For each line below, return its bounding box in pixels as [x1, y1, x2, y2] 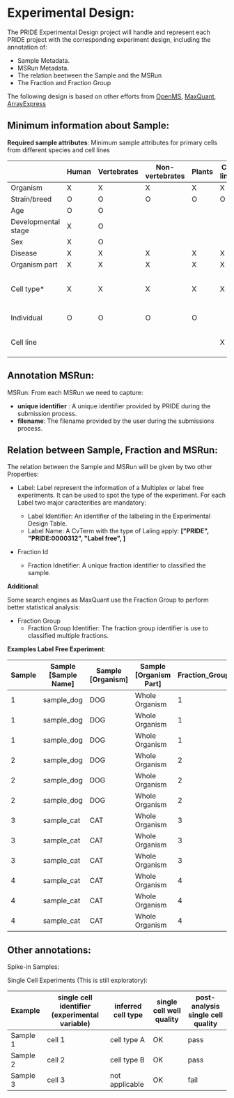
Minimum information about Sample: [7, 120, 169, 132]
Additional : [7, 582, 40, 591]
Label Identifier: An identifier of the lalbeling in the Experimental [27, 512, 211, 521]
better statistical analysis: [7, 603, 81, 611]
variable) [60, 1019, 91, 1029]
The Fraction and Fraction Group [17, 78, 111, 87]
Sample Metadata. [17, 56, 70, 64]
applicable [110, 1080, 144, 1090]
